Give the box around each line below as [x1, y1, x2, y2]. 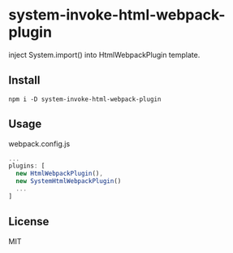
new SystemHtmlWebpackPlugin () [15, 177, 122, 185]
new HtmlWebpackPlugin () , [15, 169, 104, 178]
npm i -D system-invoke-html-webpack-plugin [8, 95, 162, 103]
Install [8, 73, 41, 87]
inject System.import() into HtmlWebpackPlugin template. [8, 50, 201, 59]
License [8, 215, 50, 229]
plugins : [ [8, 162, 45, 170]
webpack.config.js [8, 138, 71, 148]
